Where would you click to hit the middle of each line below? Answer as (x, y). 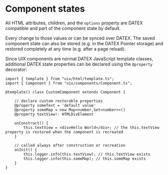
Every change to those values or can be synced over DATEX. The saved (80, 38)
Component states (45, 9)
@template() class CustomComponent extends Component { (65, 92)
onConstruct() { (32, 123)
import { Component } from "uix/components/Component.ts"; (69, 83)
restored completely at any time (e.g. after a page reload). (66, 49)
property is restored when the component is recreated (64, 132)
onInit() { (26, 150)
